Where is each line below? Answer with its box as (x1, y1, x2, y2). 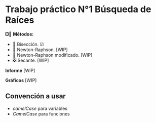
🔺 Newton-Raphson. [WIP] (12, 47, 68, 53)
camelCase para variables (12, 105, 67, 111)
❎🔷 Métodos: (5, 31, 34, 37)
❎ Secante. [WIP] (12, 57, 49, 63)
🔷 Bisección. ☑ (12, 41, 44, 47)
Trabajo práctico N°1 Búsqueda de (5, 4, 151, 15)
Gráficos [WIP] (5, 77, 37, 83)
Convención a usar (5, 92, 66, 101)
